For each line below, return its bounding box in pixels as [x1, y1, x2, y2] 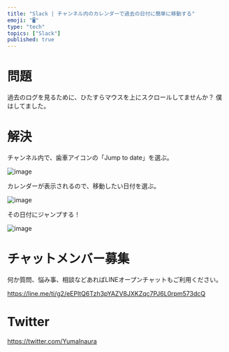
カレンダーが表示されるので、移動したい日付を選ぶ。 [7, 182, 161, 190]
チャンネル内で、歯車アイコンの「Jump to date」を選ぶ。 [7, 153, 173, 162]
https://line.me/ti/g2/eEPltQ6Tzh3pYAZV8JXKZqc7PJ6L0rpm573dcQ [7, 289, 206, 297]
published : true [7, 36, 54, 43]
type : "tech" [7, 23, 45, 30]
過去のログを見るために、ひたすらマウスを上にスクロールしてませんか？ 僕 [7, 93, 222, 101]
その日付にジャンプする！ [7, 211, 80, 218]
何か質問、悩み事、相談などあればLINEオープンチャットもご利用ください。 [7, 275, 222, 283]
